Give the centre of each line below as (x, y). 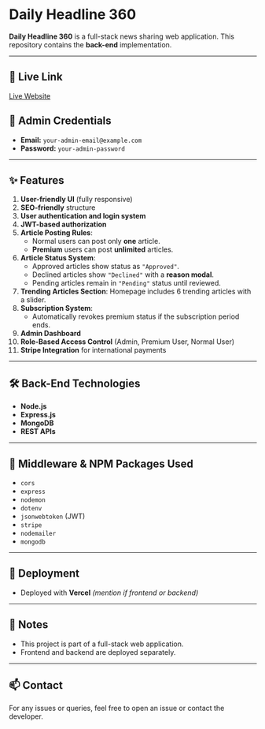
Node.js (33, 406)
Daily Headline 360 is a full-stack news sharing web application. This (122, 36)
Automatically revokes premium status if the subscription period (136, 316)
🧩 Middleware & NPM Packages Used (101, 464)
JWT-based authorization (63, 224)
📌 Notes (29, 625)
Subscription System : (57, 308)
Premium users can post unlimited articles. (103, 249)
